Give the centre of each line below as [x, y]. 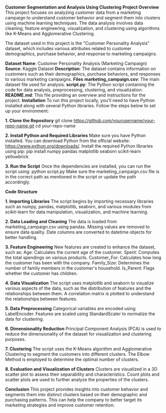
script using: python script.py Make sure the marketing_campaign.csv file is [82, 171]
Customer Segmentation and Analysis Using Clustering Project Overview [82, 7]
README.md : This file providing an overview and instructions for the [76, 95]
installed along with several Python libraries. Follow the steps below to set [81, 106]
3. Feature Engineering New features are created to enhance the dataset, [81, 247]
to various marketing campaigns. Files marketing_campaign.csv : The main [82, 79]
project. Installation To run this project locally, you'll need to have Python [80, 100]
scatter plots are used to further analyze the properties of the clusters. [77, 379]
